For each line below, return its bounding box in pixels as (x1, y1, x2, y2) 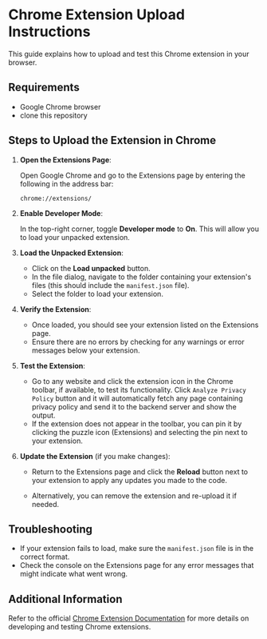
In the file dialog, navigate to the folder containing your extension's (31, 272, 252, 282)
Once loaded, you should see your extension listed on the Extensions (31, 320, 259, 329)
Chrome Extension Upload (8, 6, 186, 24)
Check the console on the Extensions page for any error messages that (19, 561, 254, 570)
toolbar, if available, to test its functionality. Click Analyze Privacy (31, 385, 247, 394)
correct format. (19, 552, 70, 561)
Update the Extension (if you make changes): (19, 451, 171, 461)
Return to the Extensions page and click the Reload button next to (31, 466, 249, 477)
